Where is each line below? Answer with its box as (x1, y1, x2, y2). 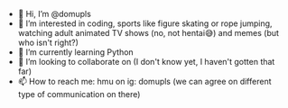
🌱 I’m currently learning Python (17, 47, 134, 58)
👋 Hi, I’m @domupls (17, 9, 92, 19)
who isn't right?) (17, 37, 79, 48)
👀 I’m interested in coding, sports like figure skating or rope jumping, (17, 18, 273, 29)
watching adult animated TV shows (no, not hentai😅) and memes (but (17, 28, 280, 38)
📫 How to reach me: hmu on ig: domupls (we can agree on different (17, 76, 272, 86)
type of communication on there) (17, 89, 141, 99)
